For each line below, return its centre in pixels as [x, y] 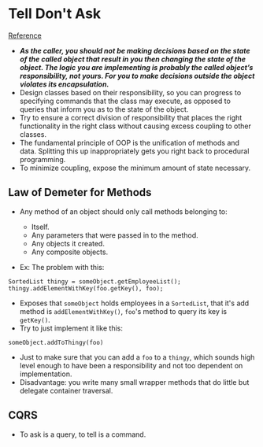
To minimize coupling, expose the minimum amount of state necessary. [135, 168]
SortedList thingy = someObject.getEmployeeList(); [94, 281]
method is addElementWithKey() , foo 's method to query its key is [123, 311]
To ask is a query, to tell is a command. [83, 434]
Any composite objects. [70, 252]
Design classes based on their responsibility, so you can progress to [130, 92]
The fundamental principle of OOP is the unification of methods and [130, 142]
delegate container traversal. [66, 390]
